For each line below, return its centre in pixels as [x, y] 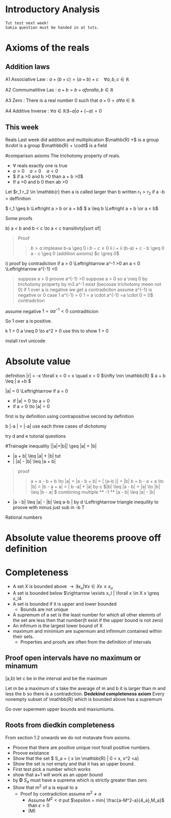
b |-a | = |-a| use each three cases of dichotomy [56, 426]
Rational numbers [24, 517]
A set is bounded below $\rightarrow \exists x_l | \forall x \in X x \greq [86, 593]
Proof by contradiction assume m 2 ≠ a [61, 793]
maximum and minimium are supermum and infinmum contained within [87, 631]
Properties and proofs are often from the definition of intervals [86, 642]
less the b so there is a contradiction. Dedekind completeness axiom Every [85, 694]
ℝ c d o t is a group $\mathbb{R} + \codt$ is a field [56, 145]
